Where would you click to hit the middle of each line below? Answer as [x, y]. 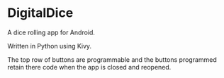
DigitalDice [40, 13]
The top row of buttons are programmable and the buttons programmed [112, 59]
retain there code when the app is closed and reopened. [89, 67]
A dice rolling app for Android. [51, 32]
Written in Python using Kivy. [50, 46]
